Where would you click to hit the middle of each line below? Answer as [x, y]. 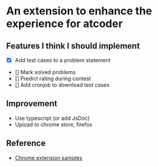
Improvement [32, 104]
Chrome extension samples [48, 157]
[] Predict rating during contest [53, 78]
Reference [26, 143]
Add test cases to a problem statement [63, 60]
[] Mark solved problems [45, 72]
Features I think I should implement [73, 46]
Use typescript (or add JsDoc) [52, 118]
